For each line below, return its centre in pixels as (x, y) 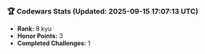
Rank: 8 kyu (34, 29)
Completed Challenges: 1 (54, 43)
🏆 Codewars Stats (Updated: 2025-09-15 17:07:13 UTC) (103, 11)
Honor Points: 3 (40, 36)
